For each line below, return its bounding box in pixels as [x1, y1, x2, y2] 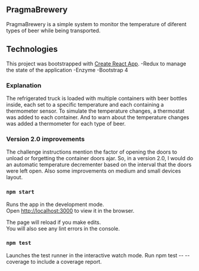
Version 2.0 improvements [6, 135, 85, 143]
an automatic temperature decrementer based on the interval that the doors [6, 161, 192, 169]
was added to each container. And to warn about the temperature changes [6, 113, 189, 121]
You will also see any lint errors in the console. [6, 225, 120, 232]
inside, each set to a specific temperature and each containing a [6, 101, 164, 108]
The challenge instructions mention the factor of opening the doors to [6, 148, 178, 155]
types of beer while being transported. [6, 27, 101, 34]
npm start [6, 189, 35, 195]
